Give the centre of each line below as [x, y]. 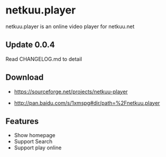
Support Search [33, 142]
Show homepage [35, 135]
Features [22, 121]
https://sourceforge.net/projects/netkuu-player [71, 91]
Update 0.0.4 [30, 45]
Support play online [38, 148]
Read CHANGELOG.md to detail [44, 59]
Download [24, 78]
